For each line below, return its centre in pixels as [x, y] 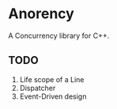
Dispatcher [38, 88]
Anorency [42, 14]
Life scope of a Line [52, 79]
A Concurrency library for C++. [59, 36]
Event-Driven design [53, 96]
